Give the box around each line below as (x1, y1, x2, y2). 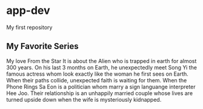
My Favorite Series (6, 41, 79, 51)
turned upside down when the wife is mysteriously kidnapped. (6, 96, 162, 103)
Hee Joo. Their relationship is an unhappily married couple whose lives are (6, 89, 193, 97)
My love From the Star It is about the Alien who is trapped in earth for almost (6, 57, 197, 64)
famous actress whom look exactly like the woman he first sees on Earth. (6, 70, 189, 78)
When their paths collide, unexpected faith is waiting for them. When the (6, 76, 187, 84)
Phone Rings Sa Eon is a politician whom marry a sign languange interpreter (6, 83, 196, 90)
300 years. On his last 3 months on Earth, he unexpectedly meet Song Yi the (6, 64, 197, 71)
